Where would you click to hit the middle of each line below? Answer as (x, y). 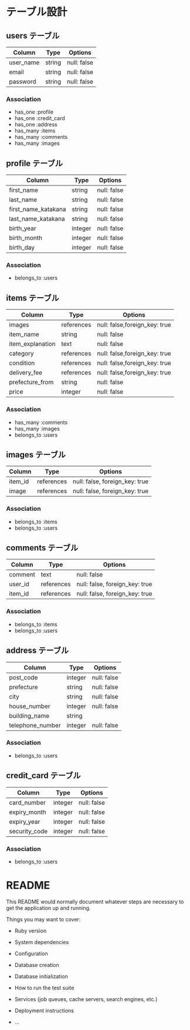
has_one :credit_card (40, 118)
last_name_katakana (37, 219)
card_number (27, 802)
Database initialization (41, 976)
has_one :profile (34, 112)
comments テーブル (42, 548)
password (23, 82)
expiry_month (28, 812)
